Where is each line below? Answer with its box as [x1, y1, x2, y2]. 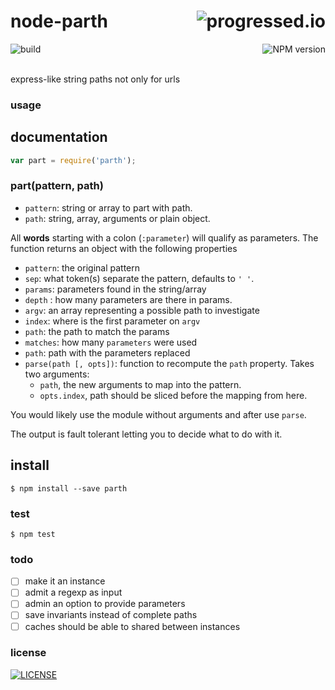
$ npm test [10, 529, 56, 539]
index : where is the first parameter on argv [24, 315, 201, 327]
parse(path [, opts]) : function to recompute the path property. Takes [24, 357, 315, 369]
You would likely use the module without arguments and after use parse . [10, 408, 307, 420]
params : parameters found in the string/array [24, 283, 207, 295]
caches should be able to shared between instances [24, 620, 241, 632]
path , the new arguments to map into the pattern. [39, 378, 242, 390]
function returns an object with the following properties [10, 242, 238, 254]
